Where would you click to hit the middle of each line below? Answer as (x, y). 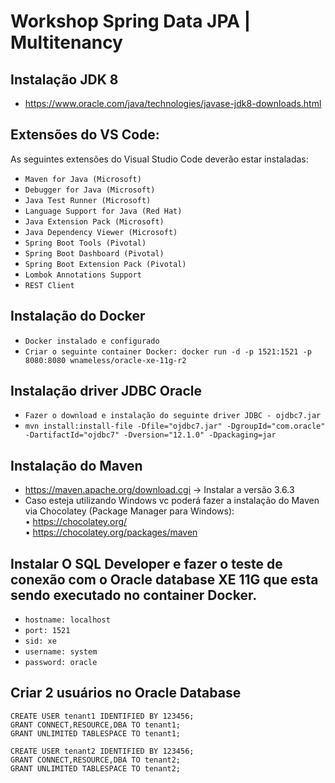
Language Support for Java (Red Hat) (103, 211)
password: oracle (61, 663)
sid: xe (40, 641)
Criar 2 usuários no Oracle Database (126, 693)
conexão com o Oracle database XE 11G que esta (164, 579)
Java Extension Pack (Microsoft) (94, 221)
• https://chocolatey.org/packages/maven (111, 532)
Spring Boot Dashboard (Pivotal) (94, 253)
